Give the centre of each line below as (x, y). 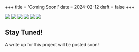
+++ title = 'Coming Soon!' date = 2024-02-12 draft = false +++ (70, 7)
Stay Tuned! (24, 33)
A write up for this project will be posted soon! (52, 44)
